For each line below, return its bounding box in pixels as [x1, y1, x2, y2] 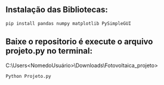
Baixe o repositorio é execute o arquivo [5, 37, 153, 47]
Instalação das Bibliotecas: [5, 5, 108, 15]
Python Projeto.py [5, 73, 51, 79]
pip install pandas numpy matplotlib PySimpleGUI [5, 20, 132, 26]
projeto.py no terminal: [5, 46, 93, 56]
